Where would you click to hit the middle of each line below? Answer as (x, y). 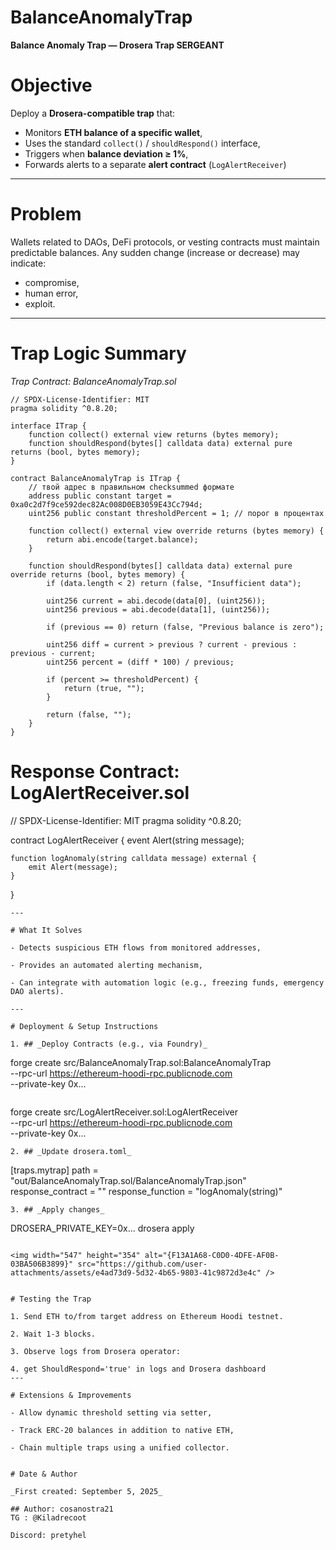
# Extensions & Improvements (71, 1395)
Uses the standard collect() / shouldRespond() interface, (142, 143)
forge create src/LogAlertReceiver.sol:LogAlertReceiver (124, 1112)
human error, (51, 293)
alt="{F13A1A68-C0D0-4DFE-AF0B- (212, 1255)
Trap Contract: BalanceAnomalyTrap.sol (93, 381)
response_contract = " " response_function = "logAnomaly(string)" (146, 1191)
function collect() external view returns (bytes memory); (154, 434)
